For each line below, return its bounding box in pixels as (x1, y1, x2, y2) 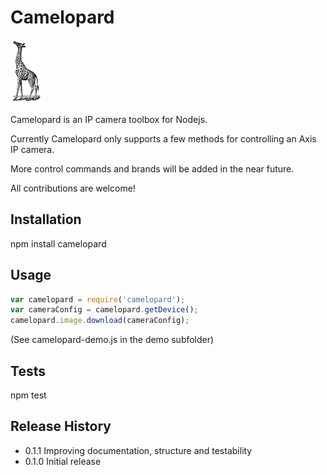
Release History (10, 418, 112, 435)
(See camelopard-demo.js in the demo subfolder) (10, 334, 215, 346)
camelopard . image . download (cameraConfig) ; (10, 316, 190, 326)
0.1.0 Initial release (24, 455, 102, 467)
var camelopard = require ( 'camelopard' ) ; (10, 294, 186, 305)
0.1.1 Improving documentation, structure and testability (24, 444, 253, 456)
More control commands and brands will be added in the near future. (10, 162, 295, 175)
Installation (10, 211, 82, 228)
